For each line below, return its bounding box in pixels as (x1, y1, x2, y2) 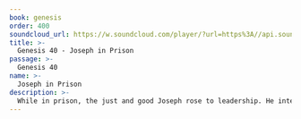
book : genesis (9, 13, 63, 22)
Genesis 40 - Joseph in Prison (17, 47, 134, 55)
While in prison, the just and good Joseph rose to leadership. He (17, 96, 275, 106)
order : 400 (9, 21, 50, 30)
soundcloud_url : (9, 30, 70, 38)
